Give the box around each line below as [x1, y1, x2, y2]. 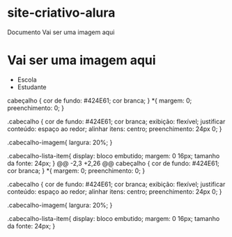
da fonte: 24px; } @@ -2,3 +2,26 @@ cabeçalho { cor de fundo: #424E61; [7, 159, 219, 167]
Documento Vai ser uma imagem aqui [7, 28, 115, 36]
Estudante [17, 82, 47, 91]
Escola [17, 75, 37, 84]
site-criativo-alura [7, 5, 116, 21]
